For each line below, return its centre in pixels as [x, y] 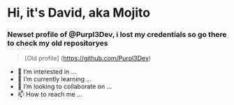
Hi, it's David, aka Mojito [79, 13]
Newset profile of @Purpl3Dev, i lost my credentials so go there [117, 35]
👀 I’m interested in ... [47, 72]
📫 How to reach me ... [50, 95]
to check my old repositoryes [58, 43]
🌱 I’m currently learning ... [54, 79]
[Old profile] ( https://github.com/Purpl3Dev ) [88, 58]
